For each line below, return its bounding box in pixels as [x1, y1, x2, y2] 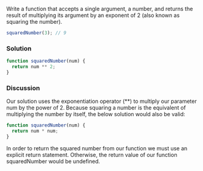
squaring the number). [6, 18, 63, 25]
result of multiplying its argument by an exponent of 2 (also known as [6, 12, 180, 19]
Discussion [6, 83, 41, 92]
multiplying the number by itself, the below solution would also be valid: [6, 111, 185, 118]
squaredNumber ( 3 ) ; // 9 [6, 30, 67, 36]
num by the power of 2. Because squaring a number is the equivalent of [6, 104, 187, 111]
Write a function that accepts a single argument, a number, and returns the [6, 5, 193, 12]
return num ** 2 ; [12, 64, 56, 70]
